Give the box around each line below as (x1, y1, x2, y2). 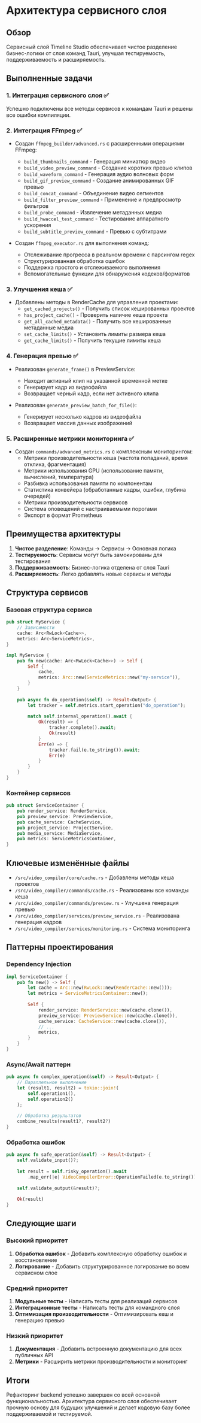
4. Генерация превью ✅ (6, 352, 79, 360)
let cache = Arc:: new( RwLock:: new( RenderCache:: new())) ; (28, 985, 172, 991)
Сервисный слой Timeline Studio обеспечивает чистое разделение (6, 43, 178, 50)
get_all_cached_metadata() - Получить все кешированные (23, 318, 172, 325)
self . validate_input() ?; (17, 1157, 79, 1164)
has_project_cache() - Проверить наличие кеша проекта (23, 311, 168, 319)
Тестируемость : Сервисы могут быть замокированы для (14, 551, 163, 558)
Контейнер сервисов (6, 789, 71, 797)
